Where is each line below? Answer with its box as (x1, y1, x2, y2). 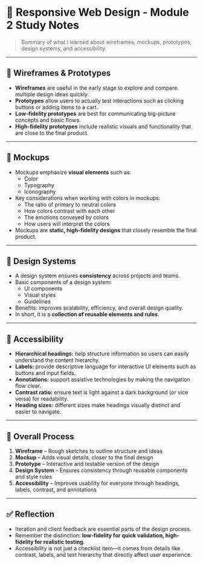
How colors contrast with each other (24, 207, 115, 214)
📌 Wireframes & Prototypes (6, 68, 111, 78)
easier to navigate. (14, 408, 62, 416)
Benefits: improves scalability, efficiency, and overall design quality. (14, 304, 184, 311)
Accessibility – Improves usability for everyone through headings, (14, 480, 180, 486)
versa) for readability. (14, 395, 69, 402)
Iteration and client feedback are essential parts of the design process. (14, 525, 192, 532)
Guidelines (24, 298, 51, 305)
